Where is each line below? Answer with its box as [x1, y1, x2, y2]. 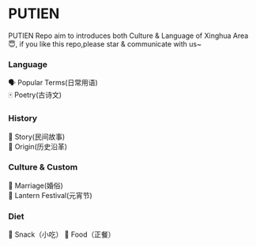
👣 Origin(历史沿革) [8, 141, 68, 151]
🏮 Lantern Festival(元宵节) [8, 190, 92, 200]
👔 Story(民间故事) [8, 132, 66, 141]
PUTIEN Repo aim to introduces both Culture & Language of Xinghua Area [8, 31, 249, 40]
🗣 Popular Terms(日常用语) [8, 78, 99, 88]
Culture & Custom [8, 162, 78, 173]
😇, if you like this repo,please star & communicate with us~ [8, 39, 201, 48]
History [8, 113, 38, 124]
